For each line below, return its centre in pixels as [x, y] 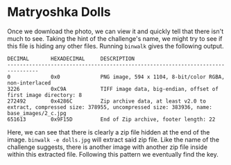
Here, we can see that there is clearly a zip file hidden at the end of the [109, 132]
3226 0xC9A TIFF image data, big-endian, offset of [113, 89]
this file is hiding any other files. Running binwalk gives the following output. [115, 46]
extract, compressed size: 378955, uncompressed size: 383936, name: [110, 107]
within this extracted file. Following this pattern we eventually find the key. [113, 154]
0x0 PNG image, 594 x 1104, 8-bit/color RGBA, [138, 77]
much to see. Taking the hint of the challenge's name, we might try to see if [115, 38]
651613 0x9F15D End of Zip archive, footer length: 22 [111, 119]
